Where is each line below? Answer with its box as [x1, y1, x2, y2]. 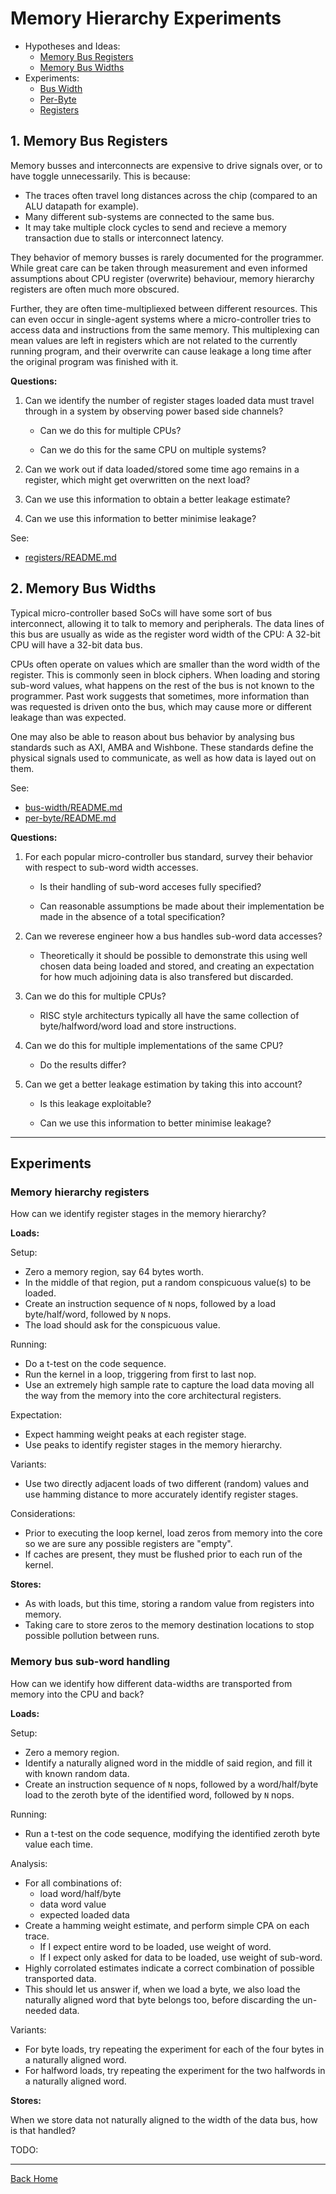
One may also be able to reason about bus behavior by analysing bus [10, 730, 295, 742]
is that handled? [10, 2124, 77, 2136]
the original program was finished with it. [10, 355, 179, 367]
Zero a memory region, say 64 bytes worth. [24, 1266, 204, 1278]
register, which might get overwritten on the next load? [24, 473, 251, 486]
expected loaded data [39, 1908, 130, 1921]
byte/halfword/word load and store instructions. [39, 1020, 237, 1032]
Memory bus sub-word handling [10, 1655, 171, 1669]
